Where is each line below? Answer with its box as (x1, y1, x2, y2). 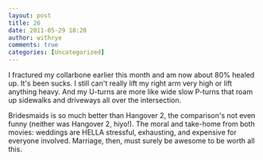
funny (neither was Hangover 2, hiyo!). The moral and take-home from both (8, 120, 256, 128)
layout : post (8, 11, 52, 20)
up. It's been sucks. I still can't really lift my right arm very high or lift (8, 78, 233, 88)
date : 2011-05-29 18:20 (8, 26, 87, 34)
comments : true (8, 41, 59, 49)
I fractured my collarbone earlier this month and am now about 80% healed (8, 70, 255, 79)
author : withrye (8, 33, 62, 42)
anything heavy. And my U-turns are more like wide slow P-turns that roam (8, 87, 253, 96)
